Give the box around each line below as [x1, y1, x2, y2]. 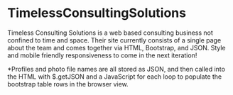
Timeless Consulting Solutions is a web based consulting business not [7, 28, 213, 37]
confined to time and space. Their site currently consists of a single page [7, 35, 222, 44]
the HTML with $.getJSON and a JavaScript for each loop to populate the [7, 72, 222, 81]
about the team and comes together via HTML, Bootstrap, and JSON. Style [7, 43, 226, 52]
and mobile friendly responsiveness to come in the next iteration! [7, 51, 197, 60]
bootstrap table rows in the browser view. [7, 79, 129, 88]
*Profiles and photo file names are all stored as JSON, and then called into [7, 65, 226, 73]
